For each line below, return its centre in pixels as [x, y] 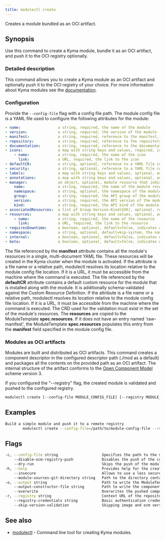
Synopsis [20, 39]
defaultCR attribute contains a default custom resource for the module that [81, 282]
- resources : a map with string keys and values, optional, [80, 214]
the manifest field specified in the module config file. [59, 329]
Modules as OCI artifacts [35, 342]
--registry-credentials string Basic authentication [80, 501]
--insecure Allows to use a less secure [88, 473]
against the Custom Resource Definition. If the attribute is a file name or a [79, 293]
